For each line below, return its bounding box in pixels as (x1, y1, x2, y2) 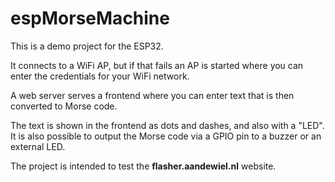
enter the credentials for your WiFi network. (10, 70, 190, 82)
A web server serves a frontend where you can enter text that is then (10, 89, 295, 101)
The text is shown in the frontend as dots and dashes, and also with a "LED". (10, 119, 325, 131)
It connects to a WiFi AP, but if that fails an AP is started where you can (10, 59, 304, 71)
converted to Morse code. (10, 100, 118, 112)
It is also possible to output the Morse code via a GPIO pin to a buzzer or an (10, 130, 322, 142)
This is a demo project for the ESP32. (10, 40, 164, 52)
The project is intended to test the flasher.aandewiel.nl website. (10, 160, 277, 172)
